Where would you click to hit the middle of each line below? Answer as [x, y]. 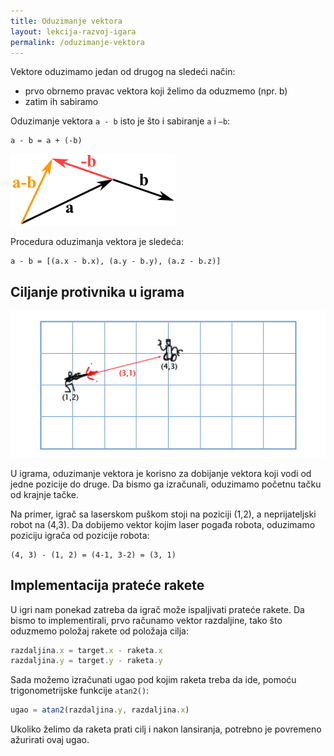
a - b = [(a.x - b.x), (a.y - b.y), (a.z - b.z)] [116, 261]
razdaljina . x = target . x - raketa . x [86, 650]
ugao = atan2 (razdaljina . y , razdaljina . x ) [100, 710]
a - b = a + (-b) [46, 141]
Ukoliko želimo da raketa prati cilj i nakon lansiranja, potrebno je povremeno [166, 729]
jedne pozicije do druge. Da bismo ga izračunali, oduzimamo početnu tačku [166, 484]
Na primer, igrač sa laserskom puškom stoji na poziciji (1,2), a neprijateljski [163, 514]
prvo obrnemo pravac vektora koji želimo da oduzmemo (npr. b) [156, 91]
